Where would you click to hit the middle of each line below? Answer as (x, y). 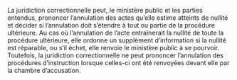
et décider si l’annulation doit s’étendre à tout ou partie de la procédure (111, 25)
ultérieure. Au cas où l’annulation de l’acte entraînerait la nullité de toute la (116, 33)
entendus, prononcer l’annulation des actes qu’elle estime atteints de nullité (118, 18)
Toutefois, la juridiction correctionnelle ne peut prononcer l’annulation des (116, 55)
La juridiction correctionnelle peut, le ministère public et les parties (105, 10)
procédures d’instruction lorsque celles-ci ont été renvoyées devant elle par (118, 63)
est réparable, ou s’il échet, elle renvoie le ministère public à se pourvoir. (114, 48)
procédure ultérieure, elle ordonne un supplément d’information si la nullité (117, 40)
